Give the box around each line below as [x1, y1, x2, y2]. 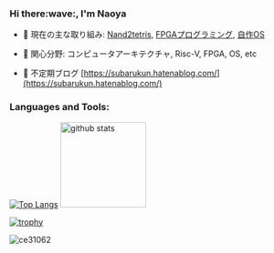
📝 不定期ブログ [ [22, 67, 84, 79]
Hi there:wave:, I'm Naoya [9, 7, 127, 20]
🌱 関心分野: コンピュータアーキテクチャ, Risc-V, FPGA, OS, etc [22, 48, 258, 59]
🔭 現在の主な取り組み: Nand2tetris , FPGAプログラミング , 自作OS [22, 29, 265, 40]
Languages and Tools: [9, 101, 110, 114]
